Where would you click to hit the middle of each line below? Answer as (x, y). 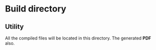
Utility (14, 27)
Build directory (36, 9)
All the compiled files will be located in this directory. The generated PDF (78, 38)
